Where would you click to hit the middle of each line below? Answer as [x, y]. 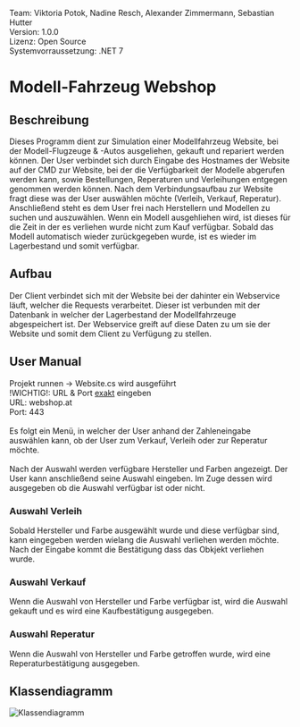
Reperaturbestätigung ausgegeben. [75, 663]
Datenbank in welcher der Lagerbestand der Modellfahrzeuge [123, 314]
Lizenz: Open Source [48, 41]
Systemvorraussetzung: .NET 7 [67, 51]
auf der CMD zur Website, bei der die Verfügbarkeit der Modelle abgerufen [147, 170]
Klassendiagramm [61, 691]
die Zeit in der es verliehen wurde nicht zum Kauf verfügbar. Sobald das [142, 227]
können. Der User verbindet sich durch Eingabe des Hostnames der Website [150, 161]
